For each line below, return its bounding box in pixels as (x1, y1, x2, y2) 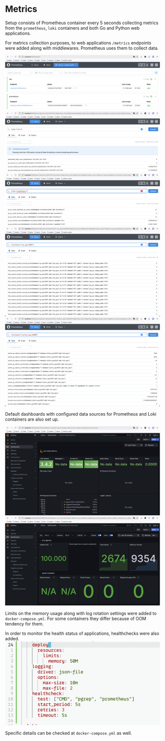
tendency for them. (5, 621, 44, 627)
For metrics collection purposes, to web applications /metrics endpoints (5, 39, 151, 45)
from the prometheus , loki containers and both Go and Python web (5, 25, 140, 31)
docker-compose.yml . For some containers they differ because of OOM (5, 616, 146, 622)
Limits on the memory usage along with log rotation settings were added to (5, 611, 157, 617)
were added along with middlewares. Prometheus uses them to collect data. (5, 45, 159, 51)
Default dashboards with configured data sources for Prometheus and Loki (5, 411, 157, 417)
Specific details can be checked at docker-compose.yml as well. (5, 730, 132, 736)
